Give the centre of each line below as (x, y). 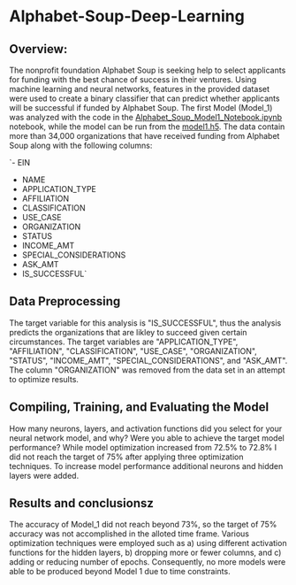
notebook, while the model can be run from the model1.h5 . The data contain (147, 127)
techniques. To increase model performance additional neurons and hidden (146, 466)
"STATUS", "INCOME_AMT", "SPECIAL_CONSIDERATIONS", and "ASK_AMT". (148, 360)
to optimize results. (44, 379)
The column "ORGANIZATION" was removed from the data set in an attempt (147, 370)
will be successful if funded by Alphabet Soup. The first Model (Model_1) (141, 108)
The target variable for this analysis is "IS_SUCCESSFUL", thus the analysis (145, 323)
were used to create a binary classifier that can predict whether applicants (144, 98)
